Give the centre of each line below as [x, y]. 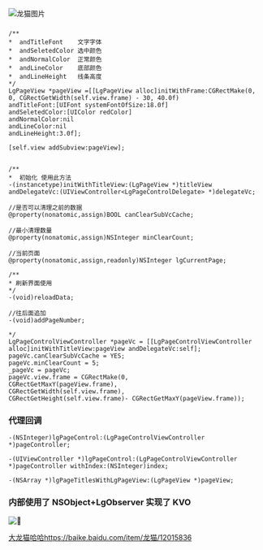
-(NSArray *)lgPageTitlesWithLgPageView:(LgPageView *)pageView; [121, 481]
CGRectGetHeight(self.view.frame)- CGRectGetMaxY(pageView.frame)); [127, 398]
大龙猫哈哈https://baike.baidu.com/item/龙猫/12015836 [100, 537]
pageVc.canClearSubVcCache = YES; [67, 356]
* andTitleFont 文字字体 [55, 42]
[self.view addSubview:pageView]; [67, 147]
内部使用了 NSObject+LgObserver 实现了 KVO [100, 502]
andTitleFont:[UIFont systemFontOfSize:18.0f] [88, 105]
